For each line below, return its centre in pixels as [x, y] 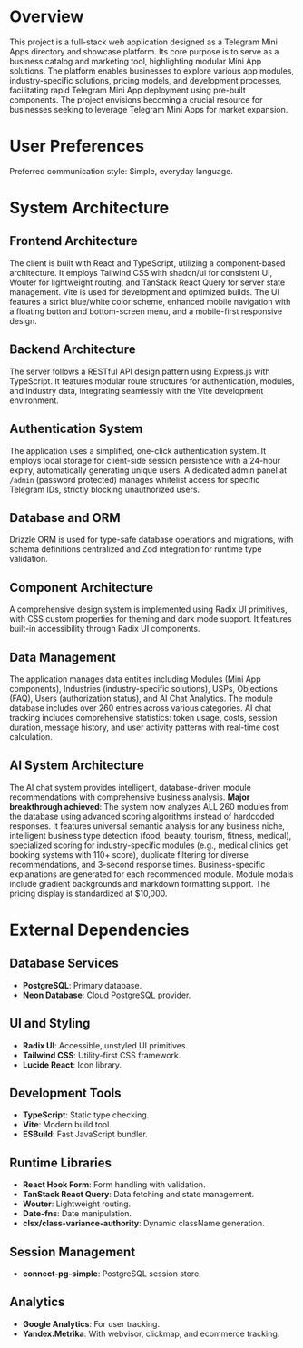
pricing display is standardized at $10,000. [88, 893]
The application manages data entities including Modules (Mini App [135, 679]
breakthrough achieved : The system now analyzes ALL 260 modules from [149, 806]
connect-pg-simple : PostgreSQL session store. [112, 1274]
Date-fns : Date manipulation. [77, 1214]
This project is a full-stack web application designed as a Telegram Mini [144, 42]
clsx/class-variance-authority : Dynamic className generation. [143, 1224]
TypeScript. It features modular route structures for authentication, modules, [152, 381]
